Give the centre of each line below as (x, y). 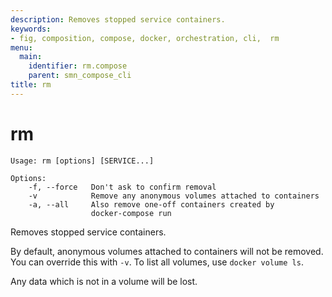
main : (31, 57)
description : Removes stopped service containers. (118, 19)
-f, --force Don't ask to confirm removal (122, 187)
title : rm (31, 85)
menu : (21, 47)
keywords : (31, 29)
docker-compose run (131, 213)
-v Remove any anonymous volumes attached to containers (174, 196)
